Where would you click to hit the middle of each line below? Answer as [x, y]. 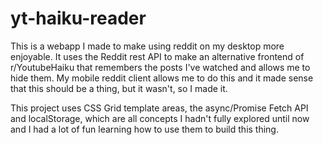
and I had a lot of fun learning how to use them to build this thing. [144, 129]
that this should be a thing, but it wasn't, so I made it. [119, 88]
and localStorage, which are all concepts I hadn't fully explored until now [160, 118]
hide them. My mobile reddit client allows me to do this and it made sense [162, 78]
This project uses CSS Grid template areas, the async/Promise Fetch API [159, 108]
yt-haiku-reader [78, 18]
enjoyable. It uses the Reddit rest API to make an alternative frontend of [157, 56]
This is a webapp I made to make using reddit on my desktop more [147, 46]
